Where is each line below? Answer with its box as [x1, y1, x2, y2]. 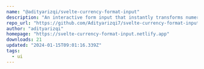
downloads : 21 [6, 37, 42, 43]
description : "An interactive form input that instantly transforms [6, 14, 183, 20]
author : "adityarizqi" [6, 25, 64, 32]
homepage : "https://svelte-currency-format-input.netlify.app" [6, 31, 170, 37]
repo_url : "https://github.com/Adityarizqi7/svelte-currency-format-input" [6, 20, 202, 26]
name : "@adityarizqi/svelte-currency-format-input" [6, 8, 140, 15]
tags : [6, 48, 20, 54]
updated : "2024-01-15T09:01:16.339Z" [6, 43, 102, 49]
